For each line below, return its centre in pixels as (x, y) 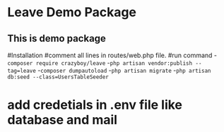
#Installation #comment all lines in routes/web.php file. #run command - (112, 55)
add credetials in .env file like (95, 105)
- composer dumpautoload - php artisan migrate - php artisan (124, 70)
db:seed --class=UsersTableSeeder (58, 77)
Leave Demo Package (72, 12)
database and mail (63, 120)
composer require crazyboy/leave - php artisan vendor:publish (100, 63)
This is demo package (57, 38)
